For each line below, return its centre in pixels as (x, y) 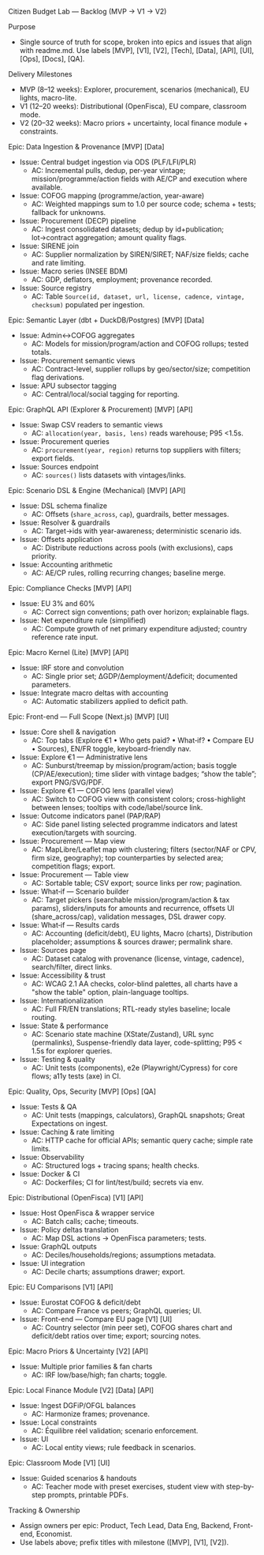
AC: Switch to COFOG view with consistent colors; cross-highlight (138, 799)
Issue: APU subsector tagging (68, 386)
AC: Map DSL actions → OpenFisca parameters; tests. (119, 1238)
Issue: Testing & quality (58, 1059)
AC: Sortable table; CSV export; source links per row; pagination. (137, 883)
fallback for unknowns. (69, 212)
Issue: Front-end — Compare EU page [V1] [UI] (96, 1319)
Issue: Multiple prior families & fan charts (86, 1367)
